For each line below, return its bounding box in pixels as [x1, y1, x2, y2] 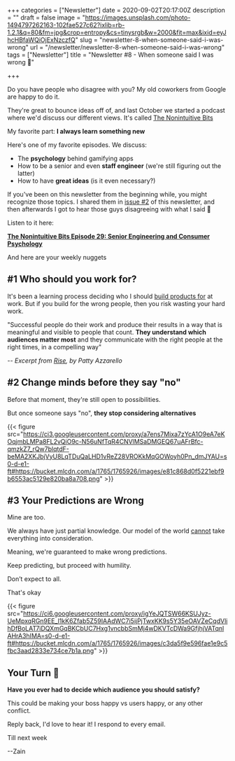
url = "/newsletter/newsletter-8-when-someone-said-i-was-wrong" [30, 43, 225, 51]
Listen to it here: [7, 218, 54, 227]
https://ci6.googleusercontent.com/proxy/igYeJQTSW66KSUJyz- [23, 609, 211, 618]
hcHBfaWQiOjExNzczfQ [7, 36, 76, 44]
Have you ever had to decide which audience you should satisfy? [7, 685, 201, 694]
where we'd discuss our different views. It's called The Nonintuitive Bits [7, 113, 213, 122]
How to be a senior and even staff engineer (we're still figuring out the [17, 162, 222, 170]
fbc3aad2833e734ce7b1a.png [7, 647, 94, 655]
